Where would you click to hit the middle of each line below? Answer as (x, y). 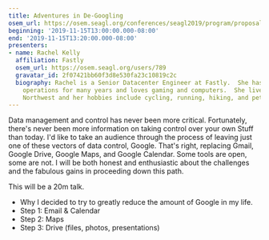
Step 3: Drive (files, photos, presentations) (90, 228)
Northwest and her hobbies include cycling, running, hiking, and (136, 98)
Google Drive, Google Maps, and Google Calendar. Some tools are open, (128, 154)
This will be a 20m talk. (46, 187)
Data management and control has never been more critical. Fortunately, (128, 120)
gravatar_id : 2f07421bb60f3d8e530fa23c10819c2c (96, 75)
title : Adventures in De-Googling (66, 16)
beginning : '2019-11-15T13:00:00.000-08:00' (84, 30)
